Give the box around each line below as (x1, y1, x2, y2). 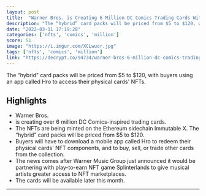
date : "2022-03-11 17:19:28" (6, 26, 81, 32)
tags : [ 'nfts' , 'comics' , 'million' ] (6, 49, 103, 55)
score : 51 (6, 37, 32, 43)
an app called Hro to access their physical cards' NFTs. (6, 78, 146, 85)
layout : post (6, 9, 40, 15)
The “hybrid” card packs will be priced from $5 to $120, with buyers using (6, 71, 193, 78)
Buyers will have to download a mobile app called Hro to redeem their (15, 138, 191, 145)
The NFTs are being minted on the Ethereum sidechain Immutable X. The (15, 125, 199, 132)
